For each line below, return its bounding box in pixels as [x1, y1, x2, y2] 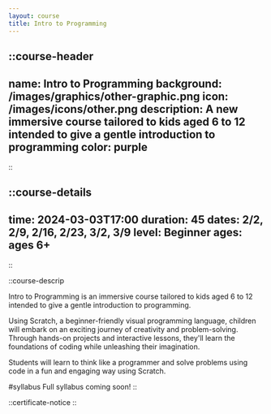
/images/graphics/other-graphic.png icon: [8, 90, 229, 104]
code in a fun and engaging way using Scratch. [8, 366, 166, 376]
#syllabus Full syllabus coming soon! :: [8, 382, 138, 391]
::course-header [8, 50, 94, 63]
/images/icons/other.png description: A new [8, 102, 239, 116]
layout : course [8, 11, 60, 20]
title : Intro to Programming [8, 19, 107, 28]
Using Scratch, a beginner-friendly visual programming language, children [8, 316, 257, 326]
